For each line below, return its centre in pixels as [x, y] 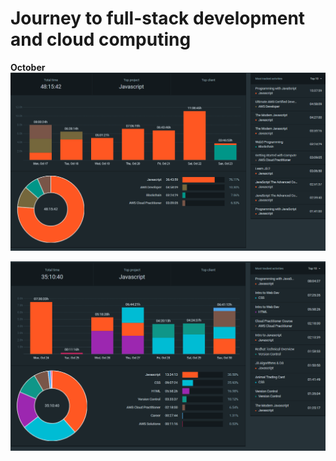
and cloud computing [101, 39]
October [28, 67]
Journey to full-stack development [158, 18]
